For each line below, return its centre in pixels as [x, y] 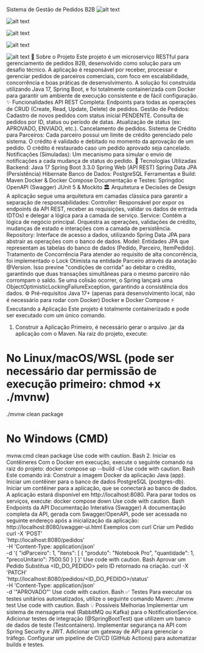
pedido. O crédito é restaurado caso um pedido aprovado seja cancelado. [99, 148]
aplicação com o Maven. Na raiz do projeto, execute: [81, 334]
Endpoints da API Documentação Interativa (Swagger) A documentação [96, 507]
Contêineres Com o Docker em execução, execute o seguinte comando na [100, 462]
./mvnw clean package [35, 414]
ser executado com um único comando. [56, 315]
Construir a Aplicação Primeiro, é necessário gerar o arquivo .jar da [100, 327]
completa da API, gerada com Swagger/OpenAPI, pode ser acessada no [97, 514]
